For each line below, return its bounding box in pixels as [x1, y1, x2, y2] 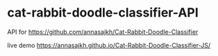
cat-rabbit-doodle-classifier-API [7, 5, 199, 21]
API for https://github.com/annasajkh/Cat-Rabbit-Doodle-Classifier [7, 28, 199, 36]
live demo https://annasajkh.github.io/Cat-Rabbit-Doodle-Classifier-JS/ [7, 41, 211, 49]
